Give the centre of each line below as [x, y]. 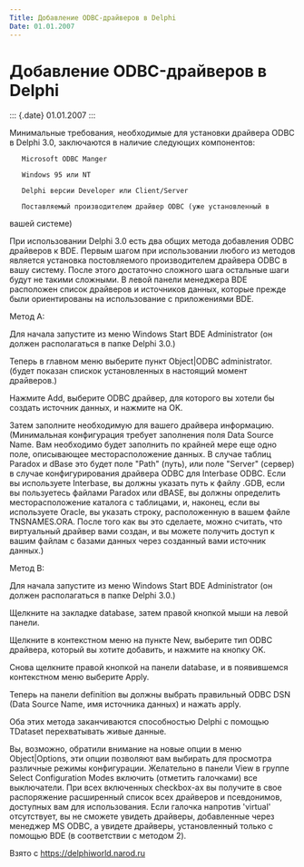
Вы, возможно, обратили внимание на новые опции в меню [126, 749]
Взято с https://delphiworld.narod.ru [78, 853]
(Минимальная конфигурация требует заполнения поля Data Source [142, 435]
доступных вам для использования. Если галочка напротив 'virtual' [140, 807]
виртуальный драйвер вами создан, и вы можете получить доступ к [142, 531]
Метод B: [27, 569]
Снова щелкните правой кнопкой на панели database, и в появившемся [149, 667]
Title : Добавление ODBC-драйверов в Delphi [93, 18]
